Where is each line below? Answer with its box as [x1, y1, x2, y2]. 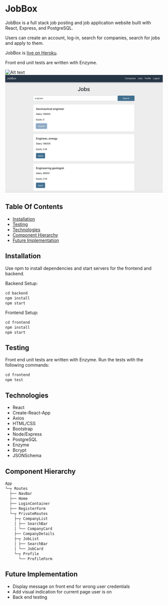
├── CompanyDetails [14, 531, 55, 537]
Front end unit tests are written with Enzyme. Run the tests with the [5, 357, 143, 363]
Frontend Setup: [5, 310, 38, 316]
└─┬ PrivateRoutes [9, 511, 48, 517]
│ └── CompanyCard [14, 526, 52, 532]
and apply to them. [5, 40, 44, 46]
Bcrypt [12, 447, 26, 453]
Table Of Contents [5, 203, 63, 211]
